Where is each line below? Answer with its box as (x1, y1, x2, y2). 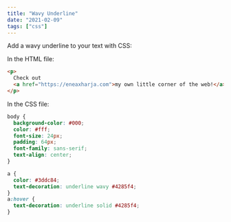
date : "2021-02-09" (7, 16, 63, 23)
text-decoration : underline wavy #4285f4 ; (13, 183, 137, 190)
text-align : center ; (13, 152, 72, 159)
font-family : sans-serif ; (13, 145, 88, 152)
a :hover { (7, 196, 36, 203)
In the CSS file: (7, 100, 49, 108)
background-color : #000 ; (13, 120, 85, 126)
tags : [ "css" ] (7, 23, 48, 30)
